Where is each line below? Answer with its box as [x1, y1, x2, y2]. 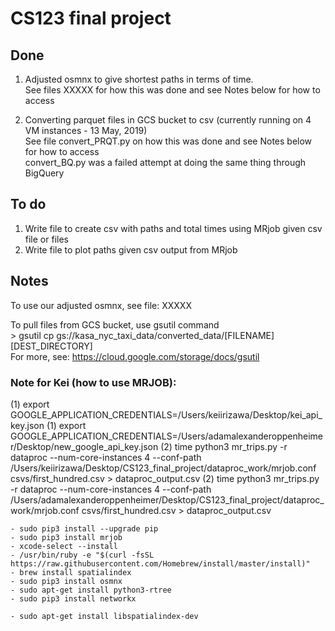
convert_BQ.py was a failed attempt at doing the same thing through [24, 157, 307, 168]
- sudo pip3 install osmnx [10, 576, 123, 586]
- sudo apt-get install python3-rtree [10, 585, 172, 595]
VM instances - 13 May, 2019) [24, 125, 148, 136]
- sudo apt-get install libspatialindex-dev [10, 611, 199, 621]
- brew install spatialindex [10, 567, 132, 577]
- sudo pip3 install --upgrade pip [10, 523, 159, 534]
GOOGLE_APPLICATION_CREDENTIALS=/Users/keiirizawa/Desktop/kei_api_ [10, 408, 323, 421]
